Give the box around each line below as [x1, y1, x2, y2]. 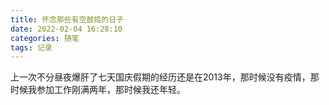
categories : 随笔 [10, 33, 80, 43]
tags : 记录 [10, 42, 53, 53]
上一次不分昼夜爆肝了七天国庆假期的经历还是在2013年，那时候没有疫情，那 [10, 71, 320, 83]
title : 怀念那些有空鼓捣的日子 [10, 14, 124, 25]
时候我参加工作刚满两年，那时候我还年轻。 [10, 84, 186, 96]
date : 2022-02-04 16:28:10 [10, 24, 123, 34]
